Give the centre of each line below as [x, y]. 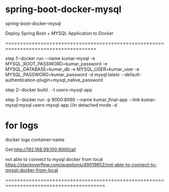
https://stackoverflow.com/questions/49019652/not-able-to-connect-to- [81, 165]
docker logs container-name [35, 139]
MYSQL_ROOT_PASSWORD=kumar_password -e [56, 63]
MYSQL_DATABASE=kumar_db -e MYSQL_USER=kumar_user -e [72, 69]
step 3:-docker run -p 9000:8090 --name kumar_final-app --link [73, 100]
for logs [22, 126]
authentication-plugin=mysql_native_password [54, 80]
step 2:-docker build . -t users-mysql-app [49, 89]
